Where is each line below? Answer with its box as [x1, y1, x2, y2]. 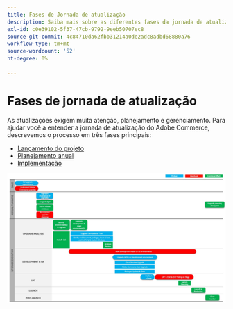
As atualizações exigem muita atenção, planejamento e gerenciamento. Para [7, 116, 226, 124]
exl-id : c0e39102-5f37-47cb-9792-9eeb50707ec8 [7, 26, 144, 33]
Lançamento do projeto [17, 144, 85, 152]
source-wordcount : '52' [7, 48, 76, 55]
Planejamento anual [17, 151, 74, 159]
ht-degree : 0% [7, 55, 49, 62]
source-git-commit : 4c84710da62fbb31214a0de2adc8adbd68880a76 [7, 33, 191, 40]
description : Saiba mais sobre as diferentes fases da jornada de [7, 18, 203, 26]
